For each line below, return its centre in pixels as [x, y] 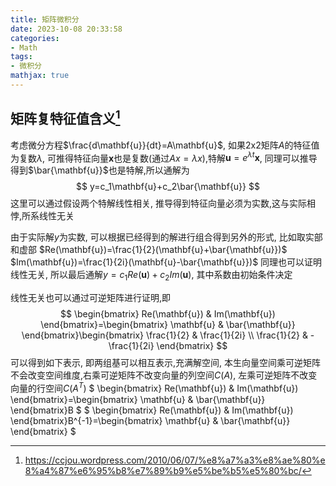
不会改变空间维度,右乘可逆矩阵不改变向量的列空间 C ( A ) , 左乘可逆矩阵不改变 [164, 375]
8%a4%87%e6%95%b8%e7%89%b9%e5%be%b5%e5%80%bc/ [163, 470]
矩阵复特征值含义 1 [65, 117]
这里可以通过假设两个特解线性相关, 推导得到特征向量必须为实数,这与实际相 [163, 203]
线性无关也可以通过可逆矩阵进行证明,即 [91, 298]
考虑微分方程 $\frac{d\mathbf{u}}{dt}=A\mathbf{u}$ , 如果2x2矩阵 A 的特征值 [165, 145]
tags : [21, 57]
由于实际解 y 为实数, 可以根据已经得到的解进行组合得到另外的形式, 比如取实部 [166, 237]
